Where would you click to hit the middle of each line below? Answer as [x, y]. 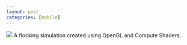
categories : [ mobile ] [33, 17]
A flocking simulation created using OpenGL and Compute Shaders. [97, 35]
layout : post [23, 12]
